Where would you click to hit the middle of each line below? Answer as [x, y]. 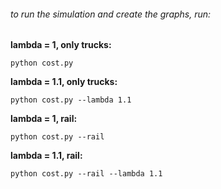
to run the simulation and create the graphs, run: [111, 14]
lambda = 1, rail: [44, 119]
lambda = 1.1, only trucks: [64, 82]
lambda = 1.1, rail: [46, 156]
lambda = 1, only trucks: [61, 45]
